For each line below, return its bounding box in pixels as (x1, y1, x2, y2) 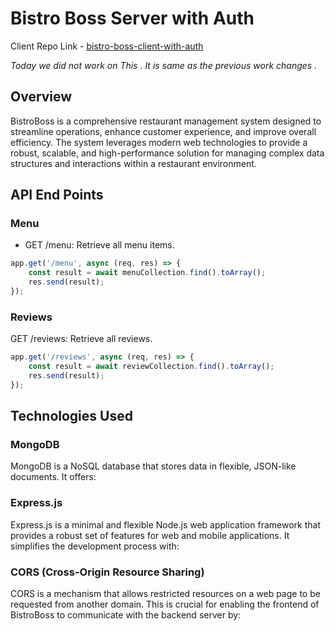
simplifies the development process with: (10, 540, 180, 552)
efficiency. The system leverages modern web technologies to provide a (10, 136, 308, 148)
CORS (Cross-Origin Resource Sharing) (10, 565, 205, 579)
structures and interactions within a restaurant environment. (10, 157, 257, 169)
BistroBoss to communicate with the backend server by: (10, 609, 242, 621)
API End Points (10, 187, 104, 204)
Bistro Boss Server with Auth (10, 7, 255, 30)
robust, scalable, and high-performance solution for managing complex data (10, 147, 325, 159)
